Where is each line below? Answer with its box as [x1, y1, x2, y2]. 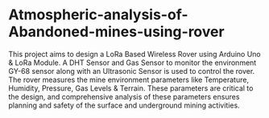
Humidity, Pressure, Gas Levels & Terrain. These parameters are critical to [8, 83, 254, 93]
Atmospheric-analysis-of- [8, 6, 188, 24]
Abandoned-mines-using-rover [8, 22, 225, 41]
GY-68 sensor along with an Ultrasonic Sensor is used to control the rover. [8, 66, 255, 75]
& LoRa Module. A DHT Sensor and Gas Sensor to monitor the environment [8, 58, 257, 67]
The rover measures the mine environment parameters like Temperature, [8, 75, 250, 84]
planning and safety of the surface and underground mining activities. [8, 100, 240, 110]
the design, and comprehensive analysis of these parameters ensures [8, 92, 240, 101]
